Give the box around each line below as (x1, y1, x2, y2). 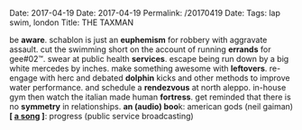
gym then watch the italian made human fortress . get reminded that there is (9, 91, 291, 102)
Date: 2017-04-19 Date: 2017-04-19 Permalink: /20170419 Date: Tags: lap (9, 8, 281, 18)
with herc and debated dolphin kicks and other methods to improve (39, 73, 290, 83)
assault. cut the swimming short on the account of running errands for (9, 44, 271, 55)
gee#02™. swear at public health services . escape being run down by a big (9, 54, 289, 64)
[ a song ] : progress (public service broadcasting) (9, 111, 194, 121)
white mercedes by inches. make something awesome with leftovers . (9, 63, 268, 74)
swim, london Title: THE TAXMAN (9, 17, 133, 28)
